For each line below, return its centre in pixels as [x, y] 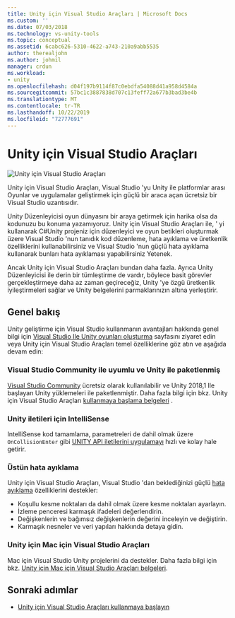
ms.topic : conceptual [39, 40]
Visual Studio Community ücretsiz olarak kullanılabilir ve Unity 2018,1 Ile [111, 385]
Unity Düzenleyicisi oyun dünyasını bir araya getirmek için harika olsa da [112, 216]
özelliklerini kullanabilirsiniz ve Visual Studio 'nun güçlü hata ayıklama [108, 246]
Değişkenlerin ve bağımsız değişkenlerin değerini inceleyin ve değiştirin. [122, 519]
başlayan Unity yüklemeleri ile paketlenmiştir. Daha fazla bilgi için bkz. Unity [117, 392]
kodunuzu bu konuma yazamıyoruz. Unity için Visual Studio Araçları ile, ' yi [116, 223]
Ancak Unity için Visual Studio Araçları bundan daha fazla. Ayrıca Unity [110, 267]
